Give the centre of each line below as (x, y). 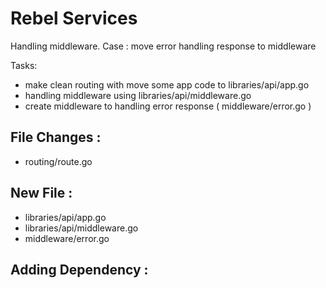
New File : (41, 193)
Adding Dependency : (79, 269)
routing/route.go (58, 161)
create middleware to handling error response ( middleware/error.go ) (168, 106)
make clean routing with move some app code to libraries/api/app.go (167, 84)
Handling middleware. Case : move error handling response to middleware (163, 46)
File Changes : (56, 137)
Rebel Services (74, 18)
